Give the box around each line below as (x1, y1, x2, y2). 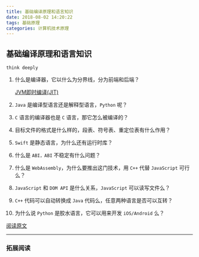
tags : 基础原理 (6, 20, 40, 26)
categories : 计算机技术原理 (6, 25, 69, 31)
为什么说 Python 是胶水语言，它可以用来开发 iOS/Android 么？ (14, 210, 165, 217)
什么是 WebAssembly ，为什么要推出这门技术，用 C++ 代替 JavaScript (14, 164, 178, 172)
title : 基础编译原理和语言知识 (6, 8, 73, 15)
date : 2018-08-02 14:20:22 (6, 14, 73, 20)
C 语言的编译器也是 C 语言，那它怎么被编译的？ (14, 114, 129, 121)
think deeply (6, 65, 38, 71)
